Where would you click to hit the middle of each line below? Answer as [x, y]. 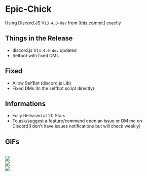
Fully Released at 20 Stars [39, 116]
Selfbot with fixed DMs [36, 55]
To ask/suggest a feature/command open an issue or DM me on [77, 121]
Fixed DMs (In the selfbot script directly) [53, 88]
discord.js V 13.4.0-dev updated [44, 50]
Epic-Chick [28, 9]
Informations [25, 104]
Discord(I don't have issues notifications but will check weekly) [76, 126]
